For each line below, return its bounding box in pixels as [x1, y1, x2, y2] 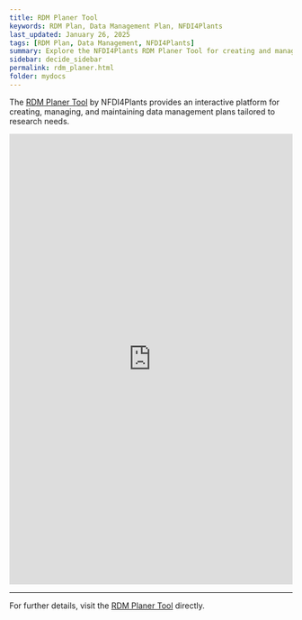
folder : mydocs [9, 72, 67, 81]
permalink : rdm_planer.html [9, 64, 115, 73]
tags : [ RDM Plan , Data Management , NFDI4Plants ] [9, 38, 195, 48]
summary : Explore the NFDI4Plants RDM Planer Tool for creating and [9, 47, 271, 56]
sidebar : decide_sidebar [9, 55, 102, 64]
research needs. [9, 115, 70, 126]
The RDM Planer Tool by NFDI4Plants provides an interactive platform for [9, 96, 280, 107]
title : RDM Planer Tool [9, 13, 99, 23]
